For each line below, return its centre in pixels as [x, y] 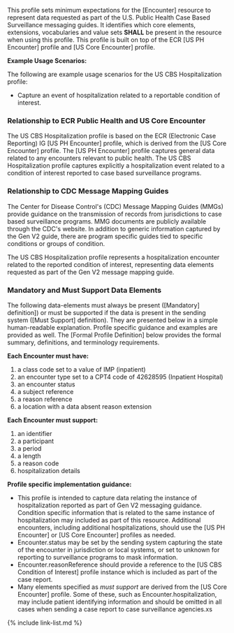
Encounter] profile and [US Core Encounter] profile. [81, 47]
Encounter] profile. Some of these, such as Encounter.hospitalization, [117, 594]
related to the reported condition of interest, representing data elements [111, 264]
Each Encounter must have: [48, 356]
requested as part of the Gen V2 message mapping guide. [91, 272]
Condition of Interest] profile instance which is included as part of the [117, 572]
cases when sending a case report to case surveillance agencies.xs [115, 609]
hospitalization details [49, 470]
